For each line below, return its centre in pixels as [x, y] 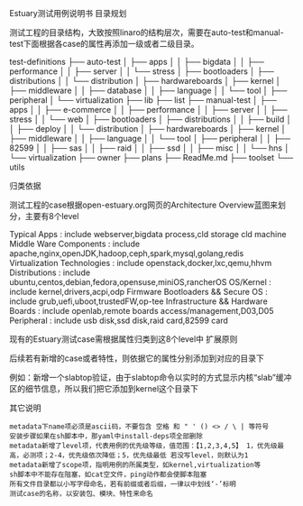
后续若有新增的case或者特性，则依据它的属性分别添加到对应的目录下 [137, 358]
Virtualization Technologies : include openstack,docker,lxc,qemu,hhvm [141, 263]
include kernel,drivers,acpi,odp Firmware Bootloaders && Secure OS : [138, 292]
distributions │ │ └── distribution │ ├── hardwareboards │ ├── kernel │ [145, 81]
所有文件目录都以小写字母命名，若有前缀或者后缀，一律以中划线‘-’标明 [123, 484]
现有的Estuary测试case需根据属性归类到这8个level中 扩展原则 [124, 339]
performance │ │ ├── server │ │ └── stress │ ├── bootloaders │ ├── [142, 71]
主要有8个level [52, 216]
